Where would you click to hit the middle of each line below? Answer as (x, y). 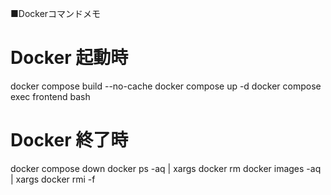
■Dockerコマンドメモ (56, 13)
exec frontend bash (50, 96)
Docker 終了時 (69, 140)
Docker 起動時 (69, 58)
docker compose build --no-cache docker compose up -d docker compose (166, 86)
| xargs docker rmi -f (53, 179)
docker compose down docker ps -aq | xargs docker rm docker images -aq (166, 168)
